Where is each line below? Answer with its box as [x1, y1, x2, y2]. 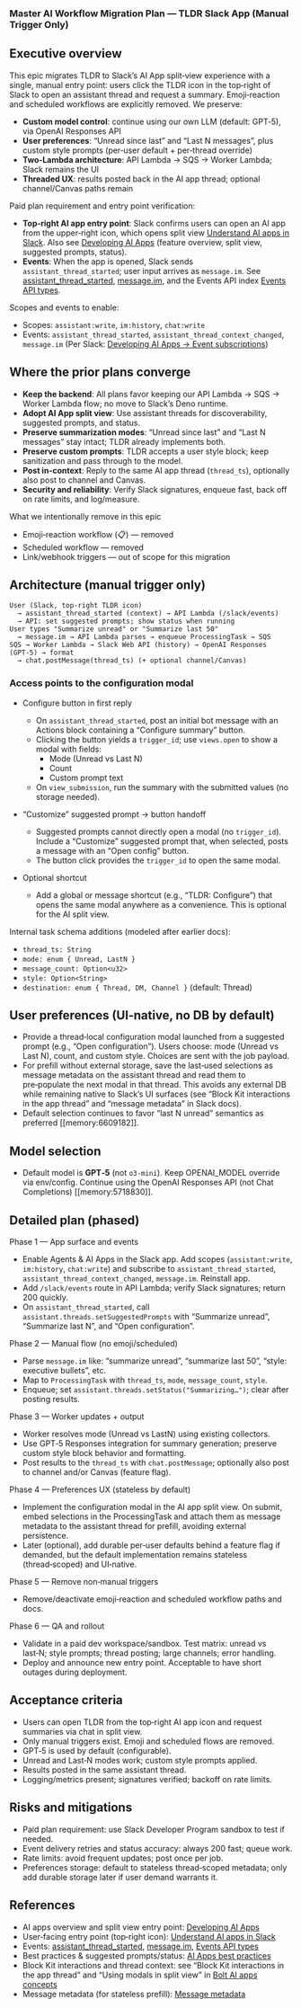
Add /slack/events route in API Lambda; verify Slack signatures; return [22, 1283, 286, 1293]
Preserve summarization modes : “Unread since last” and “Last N [22, 426, 267, 438]
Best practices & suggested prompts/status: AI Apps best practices [22, 1950, 271, 1961]
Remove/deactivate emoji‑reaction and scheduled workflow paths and [22, 1594, 282, 1604]
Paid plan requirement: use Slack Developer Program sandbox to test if [22, 1824, 286, 1835]
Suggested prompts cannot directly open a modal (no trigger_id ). [35, 826, 281, 837]
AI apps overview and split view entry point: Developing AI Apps [22, 1922, 261, 1932]
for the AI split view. [35, 909, 110, 920]
